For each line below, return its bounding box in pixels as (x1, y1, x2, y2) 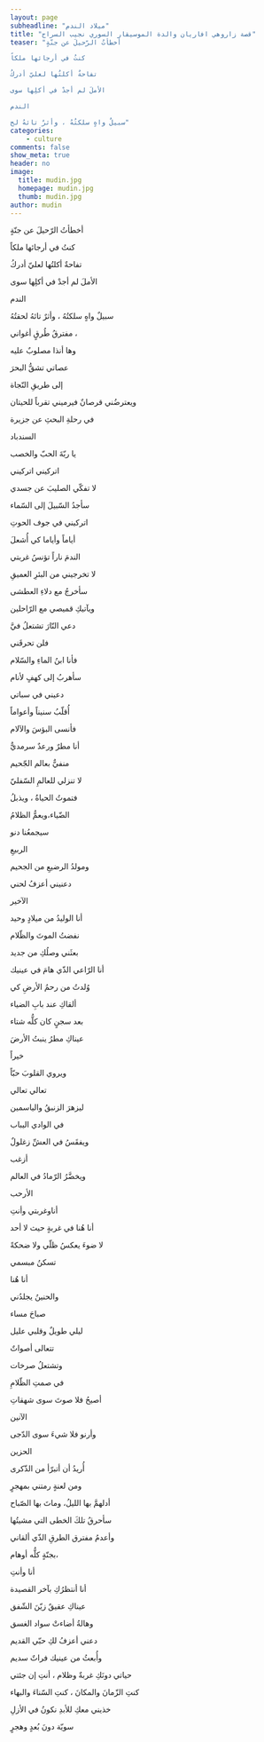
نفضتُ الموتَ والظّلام (10, 930, 80, 941)
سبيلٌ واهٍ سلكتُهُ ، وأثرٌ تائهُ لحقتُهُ (10, 311, 114, 321)
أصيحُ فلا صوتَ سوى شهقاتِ (10, 1395, 102, 1405)
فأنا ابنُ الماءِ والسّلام (10, 654, 78, 666)
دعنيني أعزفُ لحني (10, 878, 72, 889)
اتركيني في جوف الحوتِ (10, 517, 89, 528)
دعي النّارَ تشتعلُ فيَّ (10, 621, 76, 631)
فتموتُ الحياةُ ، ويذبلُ (10, 792, 78, 804)
